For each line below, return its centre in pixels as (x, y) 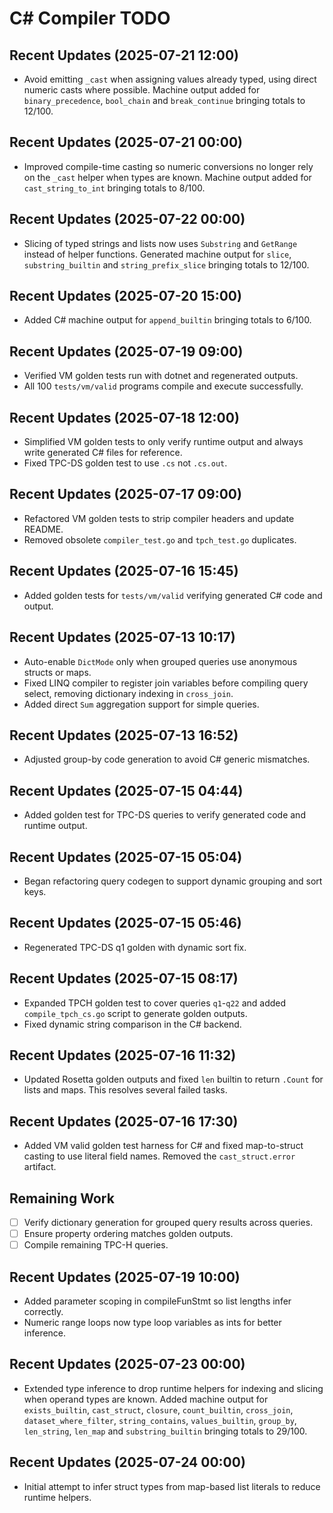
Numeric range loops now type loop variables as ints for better (152, 1322)
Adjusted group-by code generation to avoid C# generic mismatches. (167, 759)
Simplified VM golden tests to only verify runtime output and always (163, 442)
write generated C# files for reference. (103, 453)
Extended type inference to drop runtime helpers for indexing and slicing (173, 1388)
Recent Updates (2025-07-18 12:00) (124, 417)
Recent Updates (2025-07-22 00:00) (127, 219)
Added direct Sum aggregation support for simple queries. (141, 704)
